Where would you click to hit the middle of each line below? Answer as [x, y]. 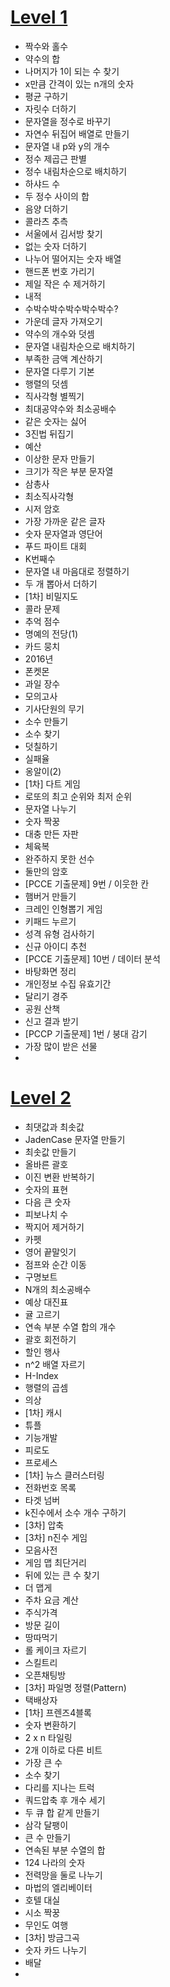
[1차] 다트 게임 [52, 783]
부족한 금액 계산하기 [63, 358]
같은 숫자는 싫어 [55, 421]
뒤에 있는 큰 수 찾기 [62, 1575]
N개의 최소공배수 [58, 1289]
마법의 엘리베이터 [58, 1887]
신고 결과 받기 [51, 1021]
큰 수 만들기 [48, 1837]
